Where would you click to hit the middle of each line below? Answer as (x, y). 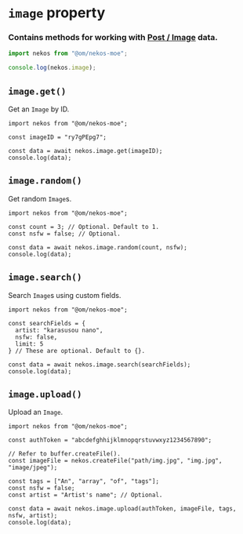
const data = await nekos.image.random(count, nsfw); (98, 247)
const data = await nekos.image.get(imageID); (85, 151)
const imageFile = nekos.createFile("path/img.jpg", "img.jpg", (115, 461)
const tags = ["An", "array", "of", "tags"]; (83, 481)
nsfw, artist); (33, 516)
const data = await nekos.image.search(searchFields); (100, 365)
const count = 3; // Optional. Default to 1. (83, 227)
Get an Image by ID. (39, 109)
